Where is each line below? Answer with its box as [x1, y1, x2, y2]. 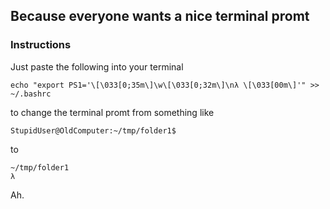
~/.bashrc [10, 89, 52, 99]
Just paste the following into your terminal [10, 60, 184, 73]
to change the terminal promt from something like [10, 106, 215, 118]
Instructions [10, 38, 72, 52]
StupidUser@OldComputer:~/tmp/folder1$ [10, 125, 177, 136]
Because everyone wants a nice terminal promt [10, 8, 310, 25]
